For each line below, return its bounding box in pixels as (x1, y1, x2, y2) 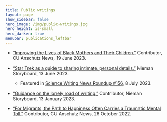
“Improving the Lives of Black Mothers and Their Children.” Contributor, (12, 49, 163, 56)
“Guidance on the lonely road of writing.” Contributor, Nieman (12, 90, 142, 96)
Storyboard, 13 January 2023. (12, 95, 75, 102)
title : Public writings (5, 7, 56, 13)
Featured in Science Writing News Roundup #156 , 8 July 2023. (20, 80, 152, 86)
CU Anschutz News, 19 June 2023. (12, 55, 87, 61)
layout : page (5, 12, 33, 17)
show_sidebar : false (5, 17, 49, 22)
